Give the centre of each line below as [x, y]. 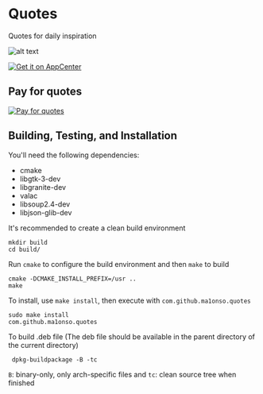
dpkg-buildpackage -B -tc [54, 359]
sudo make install [39, 315]
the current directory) [44, 345]
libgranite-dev [43, 187]
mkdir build [28, 242]
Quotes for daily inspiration [52, 36]
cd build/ [25, 249]
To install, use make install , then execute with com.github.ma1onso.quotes [130, 300]
